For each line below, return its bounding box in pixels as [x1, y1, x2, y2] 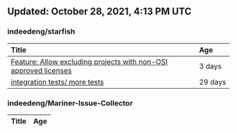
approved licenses [11, 65, 72, 75]
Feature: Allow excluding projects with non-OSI [11, 56, 168, 66]
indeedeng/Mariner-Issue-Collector [7, 98, 133, 108]
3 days [198, 61, 222, 71]
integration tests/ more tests [11, 77, 104, 87]
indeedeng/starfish [7, 27, 75, 37]
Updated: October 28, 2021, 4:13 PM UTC [7, 6, 192, 18]
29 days [198, 77, 226, 87]
